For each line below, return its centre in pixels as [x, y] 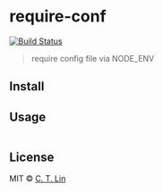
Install [27, 87]
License [32, 157]
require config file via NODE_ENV [93, 58]
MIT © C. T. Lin [38, 178]
